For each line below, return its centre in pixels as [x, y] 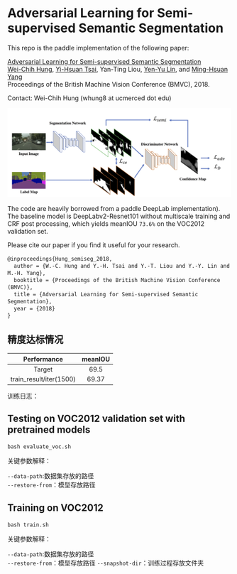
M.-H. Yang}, [27, 274]
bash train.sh [28, 525]
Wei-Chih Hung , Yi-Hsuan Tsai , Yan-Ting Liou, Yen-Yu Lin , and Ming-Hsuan [118, 69]
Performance [43, 359]
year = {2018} [34, 309]
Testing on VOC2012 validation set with [97, 418]
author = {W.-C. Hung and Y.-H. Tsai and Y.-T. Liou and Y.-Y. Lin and [122, 266]
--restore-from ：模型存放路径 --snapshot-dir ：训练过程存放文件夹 [106, 563]
